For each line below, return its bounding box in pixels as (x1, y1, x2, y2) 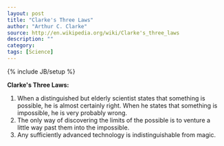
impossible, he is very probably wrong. (16, 108, 128, 117)
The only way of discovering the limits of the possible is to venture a (16, 116, 211, 124)
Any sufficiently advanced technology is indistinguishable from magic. (16, 130, 216, 138)
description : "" (7, 36, 54, 43)
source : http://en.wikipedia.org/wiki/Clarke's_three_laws (7, 29, 180, 36)
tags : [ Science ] (7, 49, 54, 56)
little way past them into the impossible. (16, 123, 130, 132)
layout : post (7, 10, 45, 17)
